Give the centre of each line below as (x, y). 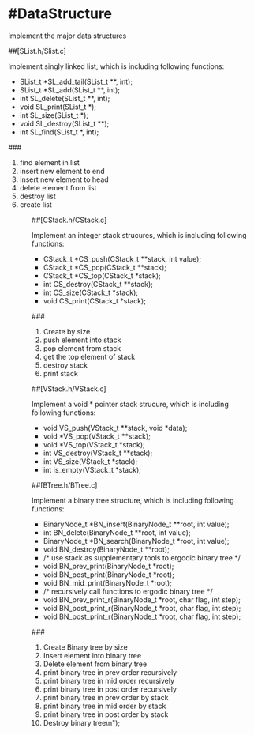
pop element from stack (82, 348)
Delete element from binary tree (95, 664)
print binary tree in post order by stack (106, 714)
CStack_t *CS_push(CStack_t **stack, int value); (122, 258)
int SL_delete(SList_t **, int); (65, 98)
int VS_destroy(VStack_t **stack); (98, 453)
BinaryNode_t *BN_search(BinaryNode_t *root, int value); (136, 541)
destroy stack (65, 365)
